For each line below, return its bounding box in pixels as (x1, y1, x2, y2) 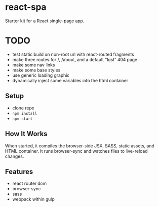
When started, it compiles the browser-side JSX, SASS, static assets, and (5, 142, 155, 149)
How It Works (5, 130, 48, 138)
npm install (12, 111, 37, 116)
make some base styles (12, 67, 61, 73)
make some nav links (12, 62, 55, 68)
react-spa (5, 1, 47, 13)
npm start (12, 116, 33, 121)
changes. (5, 153, 24, 159)
